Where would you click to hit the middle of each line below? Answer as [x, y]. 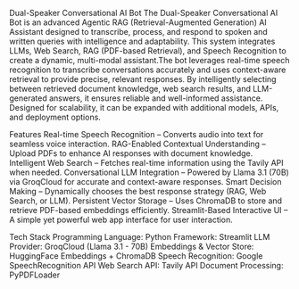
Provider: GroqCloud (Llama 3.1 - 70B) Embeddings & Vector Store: [132, 246]
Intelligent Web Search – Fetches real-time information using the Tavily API [146, 163]
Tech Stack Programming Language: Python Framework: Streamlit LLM [140, 237]
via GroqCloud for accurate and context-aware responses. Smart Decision [146, 182]
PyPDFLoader [35, 275]
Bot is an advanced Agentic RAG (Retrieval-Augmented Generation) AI [138, 22]
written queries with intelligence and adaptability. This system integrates [142, 41]
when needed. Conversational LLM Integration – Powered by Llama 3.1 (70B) [149, 172]
